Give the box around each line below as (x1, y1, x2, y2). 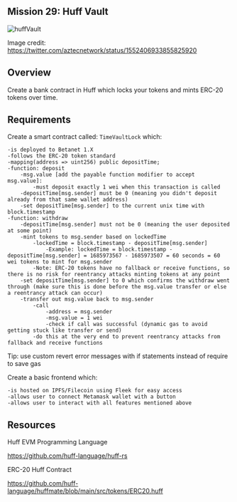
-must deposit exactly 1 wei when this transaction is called (33, 184, 221, 191)
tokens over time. (7, 93, 58, 102)
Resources (7, 419, 56, 431)
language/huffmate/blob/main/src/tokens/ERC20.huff (7, 487, 163, 496)
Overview (7, 67, 52, 79)
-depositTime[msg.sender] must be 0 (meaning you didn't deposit (20, 190, 218, 197)
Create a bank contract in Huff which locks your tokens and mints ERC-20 (7, 85, 224, 94)
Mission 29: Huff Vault (7, 6, 109, 18)
